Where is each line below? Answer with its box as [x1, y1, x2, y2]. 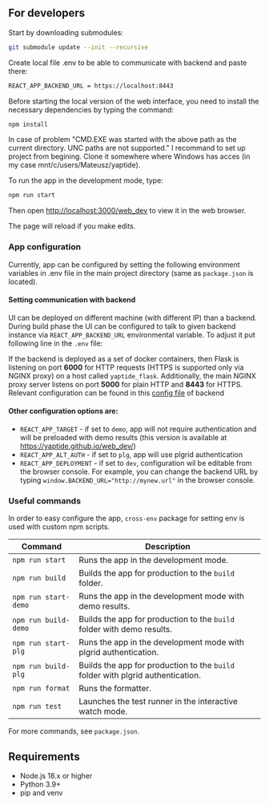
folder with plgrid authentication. [78, 669, 202, 681]
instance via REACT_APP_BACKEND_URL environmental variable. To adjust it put [8, 330, 256, 339]
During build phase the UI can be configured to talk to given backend [8, 321, 236, 331]
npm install [8, 120, 48, 128]
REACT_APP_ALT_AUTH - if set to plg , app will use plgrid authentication [19, 450, 243, 459]
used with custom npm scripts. [8, 522, 110, 532]
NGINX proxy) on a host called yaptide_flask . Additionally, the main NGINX [8, 370, 256, 380]
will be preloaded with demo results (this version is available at [19, 433, 227, 443]
